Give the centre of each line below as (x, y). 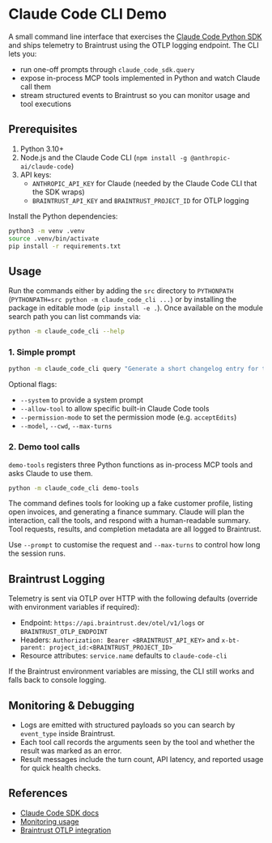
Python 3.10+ (42, 149)
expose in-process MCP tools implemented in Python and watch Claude (140, 78)
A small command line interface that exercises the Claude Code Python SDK (135, 36)
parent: (33, 648)
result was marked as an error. (71, 751)
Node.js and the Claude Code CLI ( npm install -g (104, 157)
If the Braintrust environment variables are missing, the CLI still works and (132, 671)
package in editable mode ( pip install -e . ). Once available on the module (136, 308)
